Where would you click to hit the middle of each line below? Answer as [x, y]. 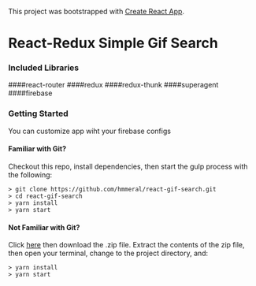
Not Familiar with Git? [44, 227]
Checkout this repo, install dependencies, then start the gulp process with [128, 166]
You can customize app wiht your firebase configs [90, 131]
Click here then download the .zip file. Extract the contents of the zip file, [126, 245]
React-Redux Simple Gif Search [113, 43]
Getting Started [38, 113]
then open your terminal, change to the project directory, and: [108, 253]
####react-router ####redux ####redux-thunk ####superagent [113, 85]
